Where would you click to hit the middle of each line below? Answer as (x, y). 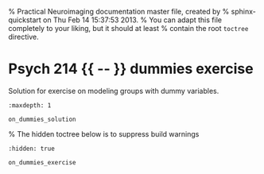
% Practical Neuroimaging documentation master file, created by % (119, 12)
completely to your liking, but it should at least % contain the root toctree (128, 28)
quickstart (25, 20)
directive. (23, 37)
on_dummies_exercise (43, 162)
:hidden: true (32, 149)
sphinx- (243, 12)
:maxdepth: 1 (30, 105)
